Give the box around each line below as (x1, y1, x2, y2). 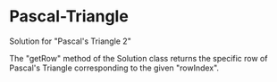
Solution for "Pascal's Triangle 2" (9, 36, 131, 46)
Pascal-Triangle (9, 6, 130, 27)
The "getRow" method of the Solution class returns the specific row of (9, 53, 268, 63)
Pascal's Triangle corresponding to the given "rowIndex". (9, 62, 220, 73)
